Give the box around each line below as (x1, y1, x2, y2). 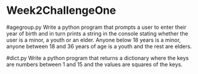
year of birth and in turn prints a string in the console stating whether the (6, 29, 188, 37)
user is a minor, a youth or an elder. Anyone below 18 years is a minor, (6, 36, 181, 43)
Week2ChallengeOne (6, 4, 117, 17)
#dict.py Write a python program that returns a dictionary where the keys (6, 54, 189, 61)
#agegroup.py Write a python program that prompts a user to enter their (6, 23, 187, 31)
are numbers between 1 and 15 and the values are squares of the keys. (6, 61, 183, 68)
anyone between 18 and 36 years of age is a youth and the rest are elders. (6, 43, 193, 50)
